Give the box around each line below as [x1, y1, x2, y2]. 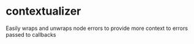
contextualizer [6, 4, 81, 18]
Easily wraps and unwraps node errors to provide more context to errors [6, 24, 188, 32]
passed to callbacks [6, 31, 56, 38]
